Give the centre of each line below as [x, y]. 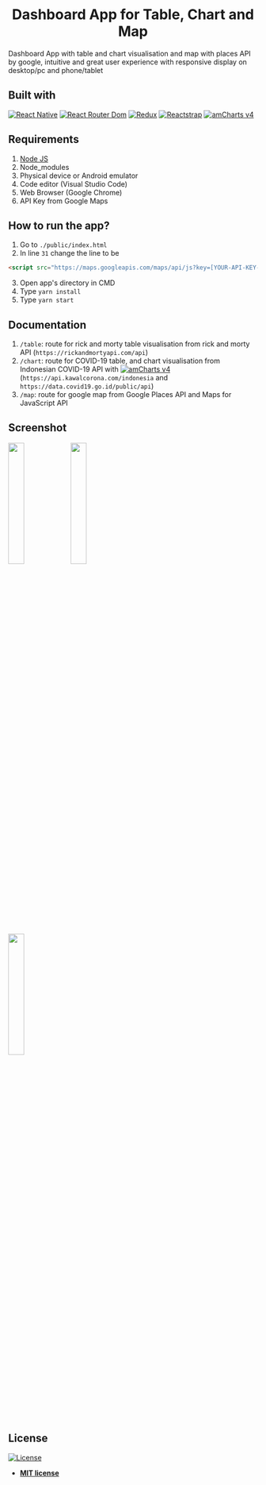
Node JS [34, 158]
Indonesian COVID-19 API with [69, 369]
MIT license [39, 1473]
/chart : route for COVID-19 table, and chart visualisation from [120, 361]
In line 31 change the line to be [69, 253]
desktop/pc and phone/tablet [56, 70]
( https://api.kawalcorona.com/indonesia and [94, 378]
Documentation [47, 324]
